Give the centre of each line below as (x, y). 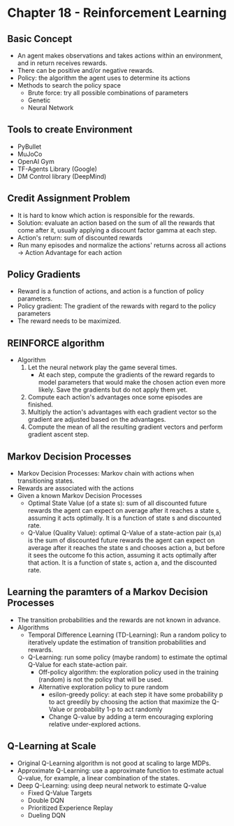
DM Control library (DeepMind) (62, 176)
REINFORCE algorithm (56, 343)
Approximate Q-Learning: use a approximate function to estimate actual (120, 770)
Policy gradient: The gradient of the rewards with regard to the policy (117, 306)
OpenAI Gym (36, 161)
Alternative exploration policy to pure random (103, 687)
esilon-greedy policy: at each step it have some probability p (136, 694)
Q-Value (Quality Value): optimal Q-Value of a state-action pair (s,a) (125, 533)
